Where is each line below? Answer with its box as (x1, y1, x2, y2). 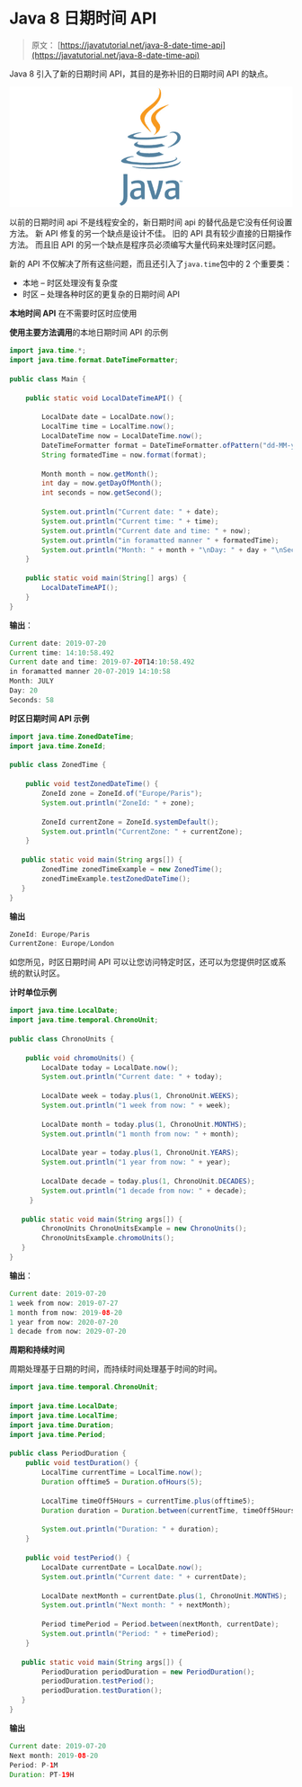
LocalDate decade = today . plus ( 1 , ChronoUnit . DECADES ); (41, 1177, 255, 1186)
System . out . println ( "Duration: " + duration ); (41, 1525, 219, 1534)
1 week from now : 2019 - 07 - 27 (9, 1299, 119, 1308)
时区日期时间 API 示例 (9, 712, 90, 724)
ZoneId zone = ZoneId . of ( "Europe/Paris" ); (41, 789, 203, 799)
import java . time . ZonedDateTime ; (9, 732, 135, 741)
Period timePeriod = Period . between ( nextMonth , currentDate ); (41, 1620, 280, 1629)
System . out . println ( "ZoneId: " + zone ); (41, 798, 195, 808)
